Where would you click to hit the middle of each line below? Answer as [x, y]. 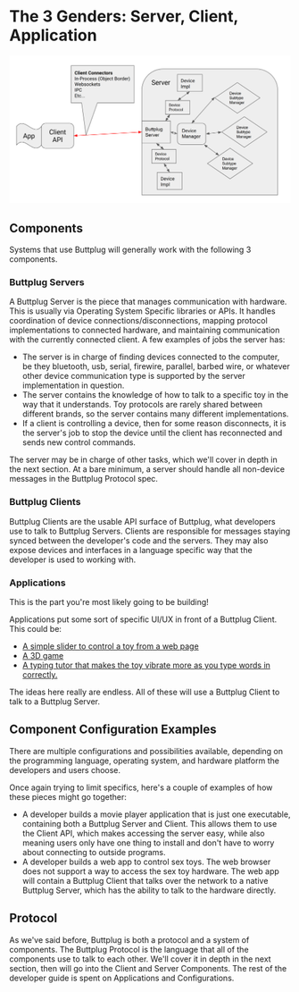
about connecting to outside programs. [94, 852]
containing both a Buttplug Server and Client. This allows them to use [149, 823]
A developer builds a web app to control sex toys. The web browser [146, 862]
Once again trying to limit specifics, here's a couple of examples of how [141, 787]
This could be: [36, 628]
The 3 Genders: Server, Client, [124, 17]
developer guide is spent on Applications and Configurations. [122, 978]
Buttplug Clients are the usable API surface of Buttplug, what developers [142, 521]
